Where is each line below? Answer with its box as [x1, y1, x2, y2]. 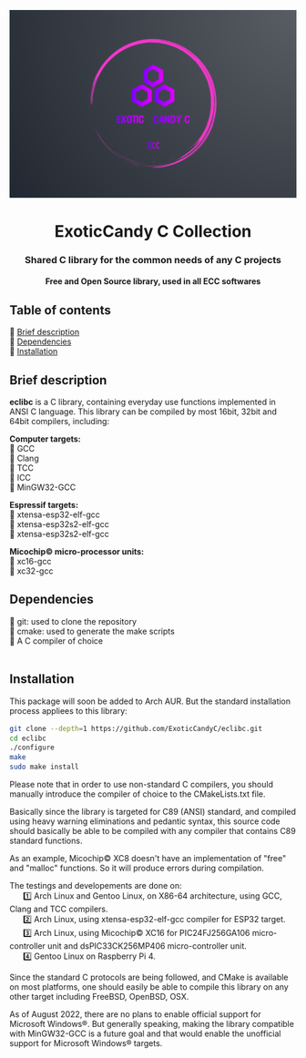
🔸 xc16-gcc [9, 556, 52, 567]
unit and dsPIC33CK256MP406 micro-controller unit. [46, 941, 248, 951]
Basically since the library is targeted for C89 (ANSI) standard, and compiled [9, 807, 297, 818]
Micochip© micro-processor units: [9, 546, 145, 557]
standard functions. [9, 835, 83, 847]
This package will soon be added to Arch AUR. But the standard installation [9, 696, 291, 707]
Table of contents [9, 302, 111, 318]
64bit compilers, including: [9, 416, 110, 427]
